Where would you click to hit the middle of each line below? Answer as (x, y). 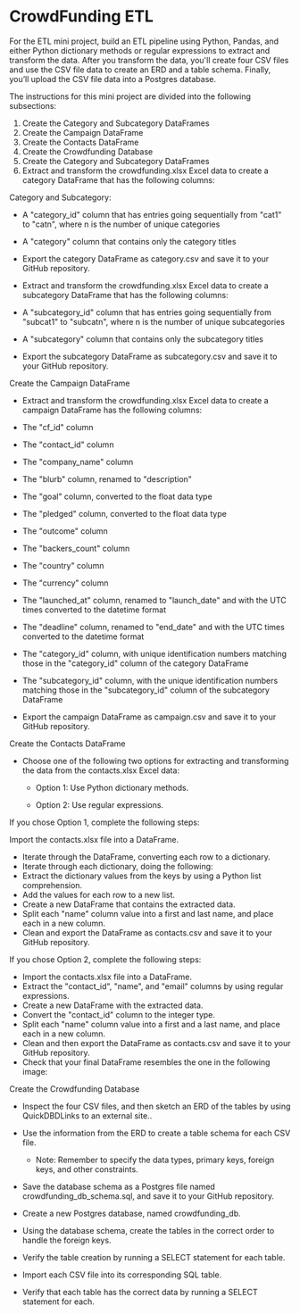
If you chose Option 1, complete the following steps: (104, 822)
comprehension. (52, 885)
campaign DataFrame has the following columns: (112, 410)
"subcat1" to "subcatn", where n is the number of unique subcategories (154, 321)
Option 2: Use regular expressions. (99, 804)
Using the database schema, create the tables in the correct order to (148, 1230)
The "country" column (63, 565)
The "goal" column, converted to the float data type (117, 496)
